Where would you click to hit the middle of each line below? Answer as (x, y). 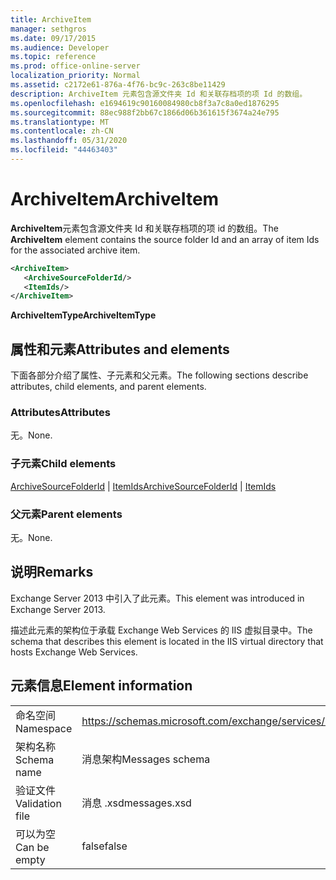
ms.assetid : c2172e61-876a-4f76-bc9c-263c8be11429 (118, 85)
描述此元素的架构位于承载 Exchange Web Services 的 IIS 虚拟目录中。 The (161, 630)
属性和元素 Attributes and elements (120, 349)
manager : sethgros (48, 29)
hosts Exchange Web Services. (74, 652)
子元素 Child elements (63, 464)
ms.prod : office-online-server (75, 66)
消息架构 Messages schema (146, 759)
